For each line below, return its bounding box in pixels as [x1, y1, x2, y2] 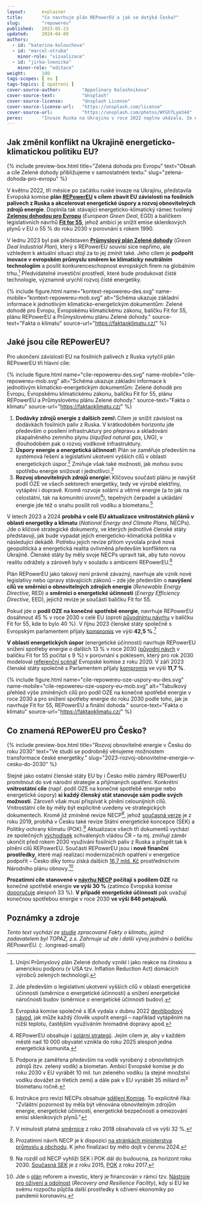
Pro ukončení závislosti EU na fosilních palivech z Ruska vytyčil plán [7, 352, 175, 360]
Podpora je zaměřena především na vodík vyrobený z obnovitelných [15, 1056, 184, 1063]
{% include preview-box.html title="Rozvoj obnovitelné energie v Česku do [7, 741, 192, 749]
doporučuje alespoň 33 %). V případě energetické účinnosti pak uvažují [7, 889, 187, 896]
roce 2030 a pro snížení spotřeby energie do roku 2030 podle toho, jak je [7, 695, 188, 702]
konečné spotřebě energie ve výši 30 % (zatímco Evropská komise [7, 883, 173, 890]
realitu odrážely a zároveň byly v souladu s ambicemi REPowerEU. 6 [7, 558, 173, 566]
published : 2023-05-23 [7, 25, 69, 32]
